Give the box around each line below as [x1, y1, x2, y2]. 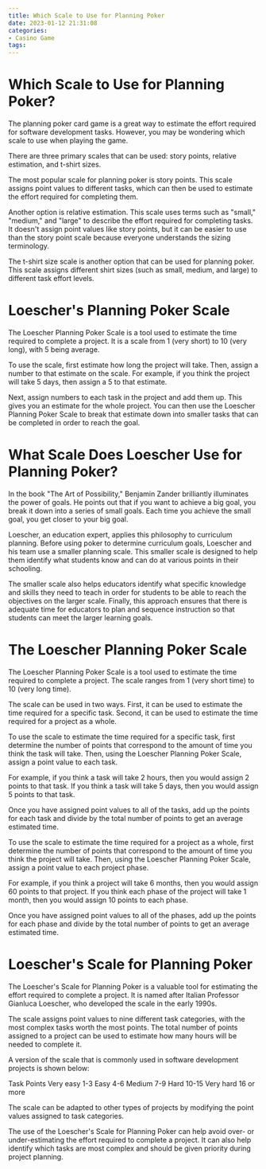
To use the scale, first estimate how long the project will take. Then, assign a [8, 360, 259, 369]
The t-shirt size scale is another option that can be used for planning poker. [8, 256, 255, 267]
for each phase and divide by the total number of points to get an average [8, 919, 250, 929]
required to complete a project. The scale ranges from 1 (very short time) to [8, 675, 255, 685]
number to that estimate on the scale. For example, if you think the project [8, 369, 250, 378]
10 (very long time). [8, 684, 71, 694]
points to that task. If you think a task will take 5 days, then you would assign [8, 781, 259, 791]
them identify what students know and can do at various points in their [8, 555, 239, 565]
